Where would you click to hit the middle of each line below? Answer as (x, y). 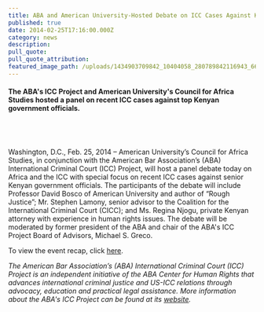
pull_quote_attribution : (49, 60)
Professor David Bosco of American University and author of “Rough (119, 194)
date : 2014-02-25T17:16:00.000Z (61, 30)
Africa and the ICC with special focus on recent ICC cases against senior (126, 177)
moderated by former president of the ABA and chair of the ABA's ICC (121, 227)
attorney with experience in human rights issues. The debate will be (118, 219)
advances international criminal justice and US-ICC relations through (120, 283)
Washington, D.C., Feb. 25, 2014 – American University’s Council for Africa (128, 152)
